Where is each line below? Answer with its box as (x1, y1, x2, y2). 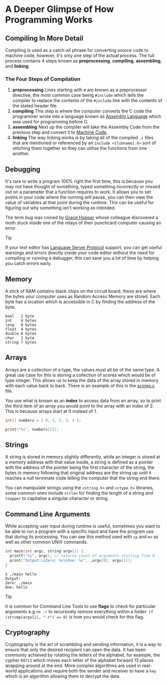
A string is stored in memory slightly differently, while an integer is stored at (5, 454, 161, 460)
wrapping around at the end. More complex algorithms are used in (5, 663, 141, 669)
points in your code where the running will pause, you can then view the (5, 194, 153, 200)
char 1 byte (5, 336, 35, 341)
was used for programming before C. (12, 119, 89, 125)
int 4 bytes (5, 318, 37, 323)
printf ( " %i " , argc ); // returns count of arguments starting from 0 (9, 553, 155, 558)
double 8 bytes (5, 331, 37, 336)
